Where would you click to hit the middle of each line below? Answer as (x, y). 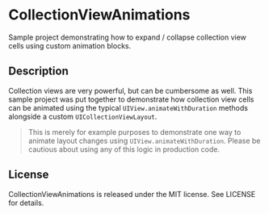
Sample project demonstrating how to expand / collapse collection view (127, 37)
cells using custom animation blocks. (70, 45)
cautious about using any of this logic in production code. (124, 149)
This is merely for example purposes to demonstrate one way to (134, 132)
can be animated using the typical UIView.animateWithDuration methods (128, 107)
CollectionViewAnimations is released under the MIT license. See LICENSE (132, 194)
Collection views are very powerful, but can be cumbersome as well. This (130, 90)
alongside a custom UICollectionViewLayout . (83, 116)
